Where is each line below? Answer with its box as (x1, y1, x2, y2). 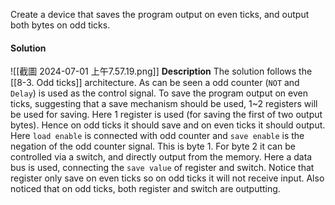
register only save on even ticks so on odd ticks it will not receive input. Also (10, 172, 325, 184)
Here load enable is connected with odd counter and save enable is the (10, 130, 305, 142)
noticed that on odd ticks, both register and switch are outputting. (10, 183, 281, 195)
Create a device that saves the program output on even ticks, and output (10, 9, 310, 20)
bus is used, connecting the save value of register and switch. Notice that (10, 162, 315, 174)
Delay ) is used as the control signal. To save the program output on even (10, 87, 308, 99)
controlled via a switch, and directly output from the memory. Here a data (10, 151, 313, 163)
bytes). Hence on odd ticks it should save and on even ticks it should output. (10, 119, 326, 131)
